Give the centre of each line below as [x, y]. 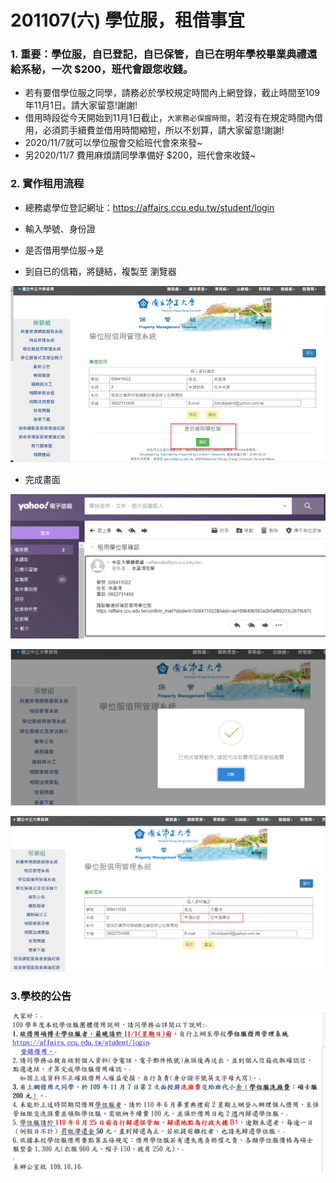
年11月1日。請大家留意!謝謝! [81, 105]
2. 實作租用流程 [47, 184]
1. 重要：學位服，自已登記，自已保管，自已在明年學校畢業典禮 [158, 54]
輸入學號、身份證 [60, 228]
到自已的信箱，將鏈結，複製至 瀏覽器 [100, 271]
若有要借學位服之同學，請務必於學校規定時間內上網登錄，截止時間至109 [172, 93]
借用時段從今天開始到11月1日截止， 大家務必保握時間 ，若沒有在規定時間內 [169, 118]
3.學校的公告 [41, 996]
